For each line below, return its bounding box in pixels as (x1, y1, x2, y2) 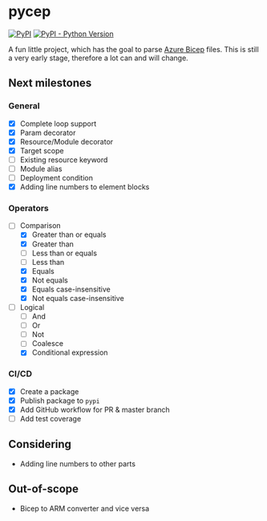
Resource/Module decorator (19, 136, 114, 146)
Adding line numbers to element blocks (19, 182, 150, 192)
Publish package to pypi (19, 396, 100, 405)
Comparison (19, 221, 62, 230)
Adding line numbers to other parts (19, 458, 136, 468)
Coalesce (31, 339, 64, 348)
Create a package (19, 386, 79, 396)
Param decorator (19, 128, 76, 137)
